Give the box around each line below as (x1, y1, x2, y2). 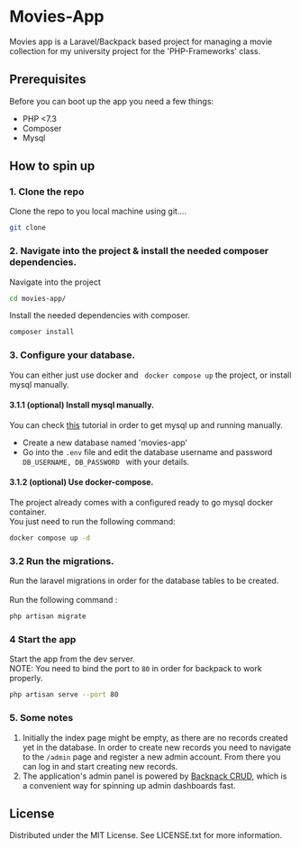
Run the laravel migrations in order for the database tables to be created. (9, 575, 279, 587)
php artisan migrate (9, 612, 87, 621)
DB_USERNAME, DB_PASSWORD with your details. (22, 456, 190, 467)
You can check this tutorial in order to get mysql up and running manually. (9, 419, 284, 430)
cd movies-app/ (9, 294, 67, 303)
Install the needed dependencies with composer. (9, 310, 191, 321)
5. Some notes (9, 712, 74, 725)
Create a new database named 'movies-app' (22, 437, 188, 448)
